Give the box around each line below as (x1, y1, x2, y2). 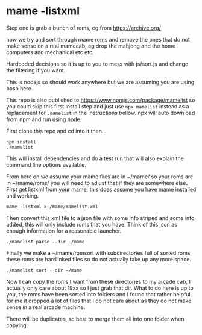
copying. (6, 321, 28, 329)
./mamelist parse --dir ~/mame (6, 239, 85, 245)
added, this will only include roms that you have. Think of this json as (6, 221, 178, 228)
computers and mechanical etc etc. (6, 48, 95, 55)
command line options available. (6, 161, 86, 168)
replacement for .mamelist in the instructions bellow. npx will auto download (6, 109, 195, 116)
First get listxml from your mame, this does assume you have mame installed (6, 186, 197, 193)
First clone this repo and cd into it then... (6, 127, 107, 134)
